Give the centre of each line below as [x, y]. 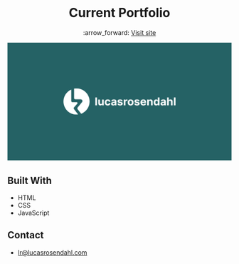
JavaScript [33, 213]
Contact [26, 235]
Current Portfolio [119, 13]
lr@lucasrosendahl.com [52, 252]
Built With [30, 180]
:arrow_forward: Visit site [119, 32]
